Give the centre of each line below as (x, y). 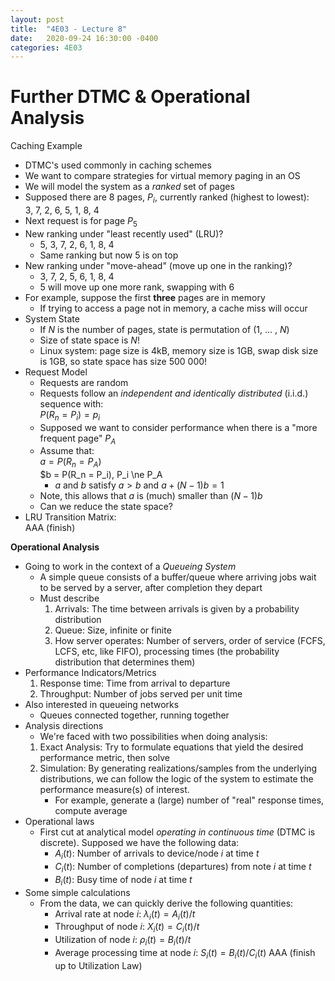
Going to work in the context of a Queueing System (130, 567)
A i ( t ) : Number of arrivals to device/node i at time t (157, 854)
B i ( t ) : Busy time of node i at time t (123, 880)
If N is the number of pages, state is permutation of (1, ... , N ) (164, 329)
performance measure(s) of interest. (114, 790)
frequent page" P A (78, 439)
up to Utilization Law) (98, 965)
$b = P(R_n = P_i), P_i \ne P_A (101, 475)
